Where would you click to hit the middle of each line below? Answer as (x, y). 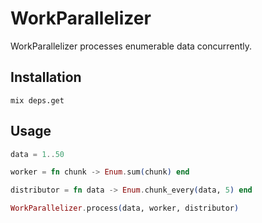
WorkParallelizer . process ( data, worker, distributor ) (125, 208)
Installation (46, 77)
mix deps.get (37, 100)
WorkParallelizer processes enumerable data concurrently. (131, 46)
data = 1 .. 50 (37, 154)
